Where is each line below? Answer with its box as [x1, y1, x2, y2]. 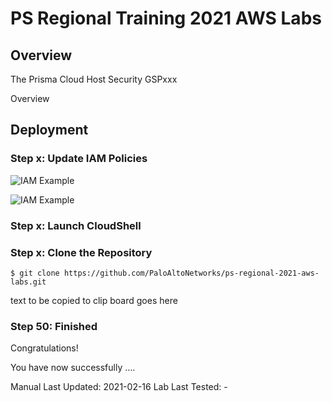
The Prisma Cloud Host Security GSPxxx [10, 73, 178, 85]
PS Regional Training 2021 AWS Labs [10, 7, 322, 30]
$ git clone [10, 268, 60, 278]
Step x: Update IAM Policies [10, 152, 148, 166]
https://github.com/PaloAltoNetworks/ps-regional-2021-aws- [63, 268, 320, 278]
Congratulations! [10, 342, 79, 354]
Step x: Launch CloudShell [10, 218, 142, 232]
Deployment [10, 122, 89, 139]
